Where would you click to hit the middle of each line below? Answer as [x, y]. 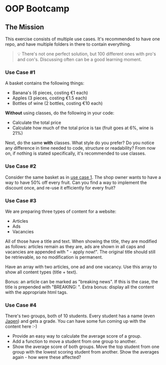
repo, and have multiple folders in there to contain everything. [68, 44]
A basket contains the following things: [45, 83]
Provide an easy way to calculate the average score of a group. [77, 336]
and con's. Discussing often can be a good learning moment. [80, 59]
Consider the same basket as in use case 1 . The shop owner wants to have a [83, 177]
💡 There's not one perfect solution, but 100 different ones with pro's [86, 54]
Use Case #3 [21, 200]
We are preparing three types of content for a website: [61, 211]
